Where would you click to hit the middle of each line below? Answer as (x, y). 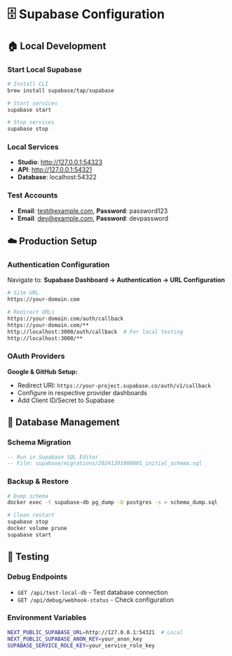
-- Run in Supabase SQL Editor (53, 457)
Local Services (33, 147)
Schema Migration (39, 442)
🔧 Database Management (64, 422)
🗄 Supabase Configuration (86, 14)
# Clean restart (31, 515)
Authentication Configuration (59, 265)
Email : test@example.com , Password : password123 (93, 211)
